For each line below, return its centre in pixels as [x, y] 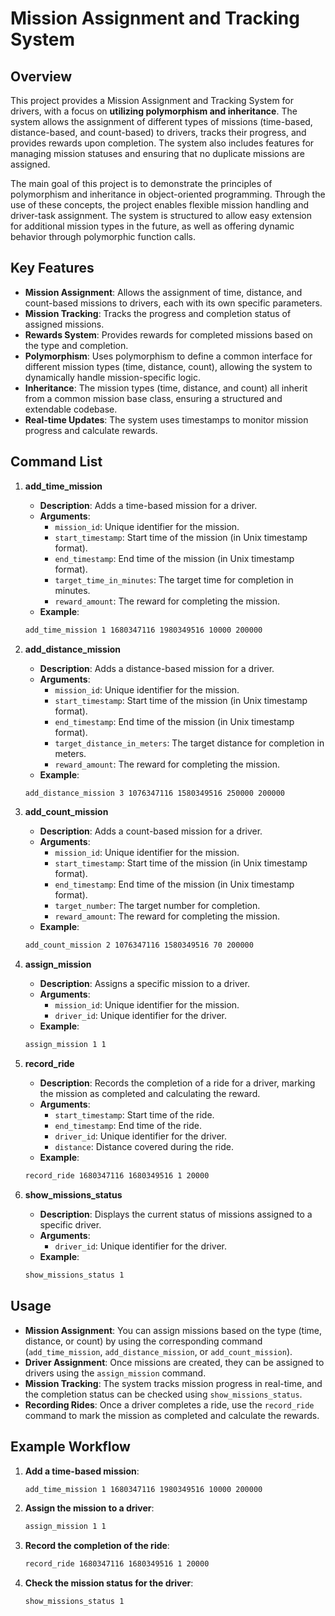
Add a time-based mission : [82, 1471]
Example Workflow [70, 1447]
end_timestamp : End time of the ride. [128, 1126]
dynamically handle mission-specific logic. [112, 377]
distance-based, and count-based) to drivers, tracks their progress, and [158, 132]
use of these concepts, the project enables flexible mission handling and [159, 205]
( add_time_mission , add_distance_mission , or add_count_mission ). [158, 1351]
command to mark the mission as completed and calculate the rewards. [172, 1415]
